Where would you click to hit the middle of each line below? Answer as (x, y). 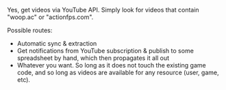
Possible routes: (30, 30)
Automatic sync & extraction (57, 43)
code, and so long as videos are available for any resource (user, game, (118, 72)
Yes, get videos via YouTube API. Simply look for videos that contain (103, 10)
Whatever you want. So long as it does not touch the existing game (112, 65)
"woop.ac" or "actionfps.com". (50, 17)
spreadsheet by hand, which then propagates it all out (93, 58)
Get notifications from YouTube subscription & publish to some (105, 51)
